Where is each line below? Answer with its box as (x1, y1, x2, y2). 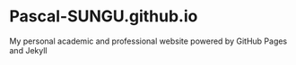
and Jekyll (9, 45, 48, 55)
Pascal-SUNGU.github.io (9, 6, 198, 27)
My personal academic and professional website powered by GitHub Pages (9, 36, 288, 46)
